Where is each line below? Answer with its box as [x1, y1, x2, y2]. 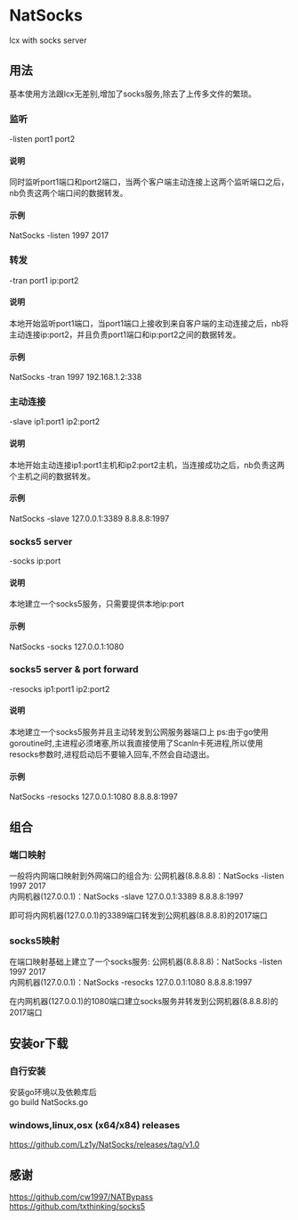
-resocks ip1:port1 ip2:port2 [9, 683, 110, 694]
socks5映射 [9, 934, 60, 946]
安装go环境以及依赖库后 [9, 1086, 97, 1097]
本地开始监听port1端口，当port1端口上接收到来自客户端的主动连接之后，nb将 [9, 317, 289, 328]
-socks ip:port [9, 556, 61, 566]
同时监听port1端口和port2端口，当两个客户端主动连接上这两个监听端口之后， [9, 177, 289, 187]
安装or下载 [9, 1035, 68, 1051]
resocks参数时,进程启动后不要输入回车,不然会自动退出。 [9, 749, 215, 760]
